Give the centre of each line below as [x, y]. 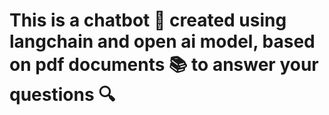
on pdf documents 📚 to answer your [164, 65]
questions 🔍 [62, 95]
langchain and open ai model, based [162, 41]
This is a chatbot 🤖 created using [148, 20]
